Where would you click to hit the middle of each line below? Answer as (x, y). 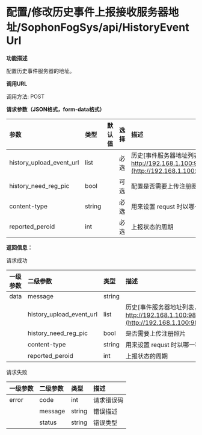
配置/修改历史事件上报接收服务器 (87, 12)
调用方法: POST (26, 96)
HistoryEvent (156, 27)
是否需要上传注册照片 (156, 333)
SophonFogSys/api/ (72, 27)
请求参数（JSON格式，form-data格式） (56, 109)
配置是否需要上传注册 (161, 186)
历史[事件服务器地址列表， (163, 307)
